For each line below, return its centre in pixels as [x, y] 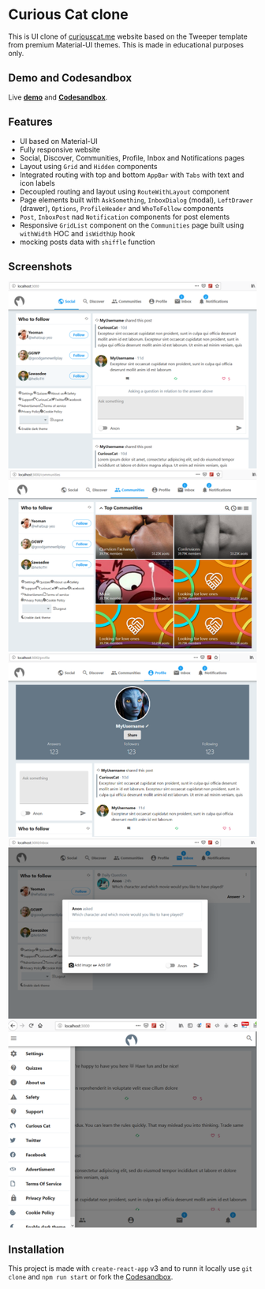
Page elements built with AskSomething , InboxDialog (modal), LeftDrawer [136, 200]
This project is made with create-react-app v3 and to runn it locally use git [131, 1268]
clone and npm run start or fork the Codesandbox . [91, 1277]
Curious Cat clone [68, 15]
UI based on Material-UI [58, 141]
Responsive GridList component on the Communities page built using [132, 225]
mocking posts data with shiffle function [87, 242]
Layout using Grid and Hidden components [88, 166]
